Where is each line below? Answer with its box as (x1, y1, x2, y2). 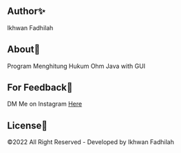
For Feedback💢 (7, 82, 74, 93)
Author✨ (7, 5, 46, 17)
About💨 (7, 44, 41, 56)
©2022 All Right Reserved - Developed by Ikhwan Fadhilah (7, 138, 174, 146)
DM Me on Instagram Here (7, 99, 83, 108)
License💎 (7, 119, 48, 131)
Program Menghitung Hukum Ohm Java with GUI (7, 62, 146, 70)
